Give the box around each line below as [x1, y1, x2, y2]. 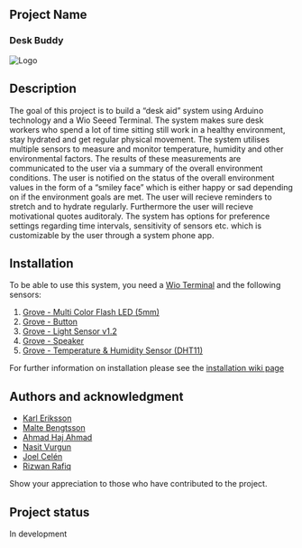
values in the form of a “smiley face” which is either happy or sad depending [9, 181, 293, 192]
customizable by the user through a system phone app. [9, 229, 215, 240]
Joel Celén [22, 451, 63, 462]
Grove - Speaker [22, 336, 84, 347]
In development [9, 528, 68, 539]
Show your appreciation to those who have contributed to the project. [9, 478, 268, 489]
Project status [9, 505, 90, 520]
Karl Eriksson [22, 413, 72, 423]
